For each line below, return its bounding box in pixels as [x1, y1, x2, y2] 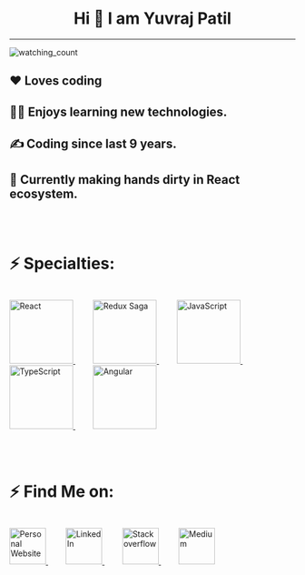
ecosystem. [9, 186, 79, 201]
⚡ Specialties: [9, 254, 115, 274]
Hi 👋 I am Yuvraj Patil [74, 8, 231, 29]
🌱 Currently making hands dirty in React [9, 172, 241, 187]
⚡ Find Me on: [9, 481, 114, 502]
